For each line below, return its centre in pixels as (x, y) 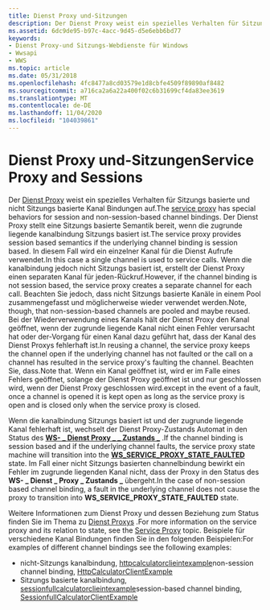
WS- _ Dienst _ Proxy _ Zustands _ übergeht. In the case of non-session (127, 480)
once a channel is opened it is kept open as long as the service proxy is (127, 396)
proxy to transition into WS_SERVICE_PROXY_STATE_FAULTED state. (124, 497)
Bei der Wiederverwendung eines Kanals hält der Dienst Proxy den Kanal (129, 319)
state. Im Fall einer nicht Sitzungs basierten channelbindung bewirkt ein (127, 463)
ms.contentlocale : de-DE (50, 105)
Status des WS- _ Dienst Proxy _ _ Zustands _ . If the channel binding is (126, 437)
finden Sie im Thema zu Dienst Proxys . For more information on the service (133, 521)
